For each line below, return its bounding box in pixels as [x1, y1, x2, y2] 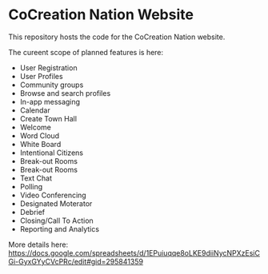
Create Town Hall [19, 113, 78, 123]
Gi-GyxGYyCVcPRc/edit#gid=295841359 [8, 256, 144, 266]
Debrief [19, 207, 46, 216]
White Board [19, 139, 62, 149]
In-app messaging [19, 97, 81, 106]
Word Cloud [19, 130, 60, 141]
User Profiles [19, 71, 63, 81]
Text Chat [19, 173, 52, 183]
